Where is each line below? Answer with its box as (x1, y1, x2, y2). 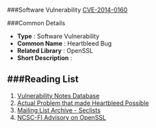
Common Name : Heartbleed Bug (16, 39, 112, 47)
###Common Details (7, 19, 66, 27)
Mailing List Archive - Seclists (16, 106, 101, 114)
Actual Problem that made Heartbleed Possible (16, 99, 149, 107)
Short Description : (16, 54, 73, 62)
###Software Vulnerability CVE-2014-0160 (7, 6, 128, 14)
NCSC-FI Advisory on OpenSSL (16, 113, 107, 121)
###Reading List (7, 74, 79, 85)
